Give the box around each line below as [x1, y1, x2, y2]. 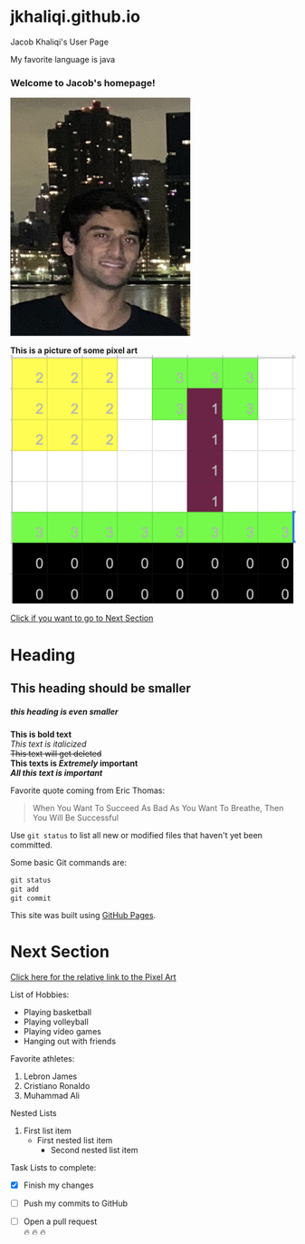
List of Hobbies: [10, 989, 70, 1000]
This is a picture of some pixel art [10, 345, 138, 356]
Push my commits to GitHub [23, 1198, 128, 1209]
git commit [10, 894, 52, 903]
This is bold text [10, 729, 71, 740]
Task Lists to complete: [10, 1161, 97, 1172]
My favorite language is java [10, 54, 116, 64]
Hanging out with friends [23, 1035, 117, 1046]
